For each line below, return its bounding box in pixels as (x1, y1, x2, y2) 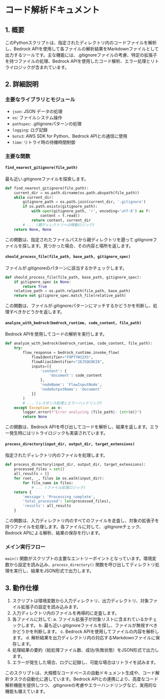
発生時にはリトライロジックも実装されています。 (9, 430, 108, 436)
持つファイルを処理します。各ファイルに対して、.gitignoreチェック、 (5, 524, 144, 530)
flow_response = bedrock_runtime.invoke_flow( (23, 350, 120, 355)
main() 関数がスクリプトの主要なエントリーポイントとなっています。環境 (5, 555, 152, 561)
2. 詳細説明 (5, 80, 39, 89)
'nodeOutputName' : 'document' (40, 387, 102, 392)
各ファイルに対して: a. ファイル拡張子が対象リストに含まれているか (12, 616, 149, 622)
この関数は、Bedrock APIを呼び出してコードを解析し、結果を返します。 (5, 424, 150, 430)
